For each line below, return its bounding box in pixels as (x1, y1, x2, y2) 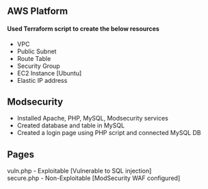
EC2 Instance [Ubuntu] (16, 68, 82, 77)
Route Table (16, 54, 51, 62)
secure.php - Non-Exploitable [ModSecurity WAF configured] (7, 174, 181, 182)
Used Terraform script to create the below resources (7, 24, 159, 33)
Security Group (16, 62, 60, 70)
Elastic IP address (16, 76, 68, 84)
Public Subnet (16, 47, 57, 55)
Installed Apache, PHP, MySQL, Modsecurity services (16, 114, 169, 123)
